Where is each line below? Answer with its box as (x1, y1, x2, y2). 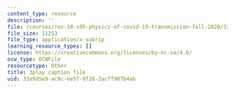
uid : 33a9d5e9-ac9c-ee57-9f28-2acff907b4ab (7, 75, 136, 83)
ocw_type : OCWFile (7, 56, 61, 63)
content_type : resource (7, 10, 77, 17)
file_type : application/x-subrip (7, 36, 105, 43)
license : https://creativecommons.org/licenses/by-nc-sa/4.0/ (7, 50, 192, 57)
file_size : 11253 (7, 29, 58, 37)
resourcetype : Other (7, 62, 68, 69)
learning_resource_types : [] (7, 43, 92, 50)
